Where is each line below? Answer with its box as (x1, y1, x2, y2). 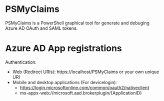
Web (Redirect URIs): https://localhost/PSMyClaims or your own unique (12, 69, 159, 75)
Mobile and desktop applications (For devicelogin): (12, 79, 117, 85)
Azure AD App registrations (5, 43, 122, 54)
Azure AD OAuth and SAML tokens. (5, 25, 78, 31)
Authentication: (5, 59, 36, 65)
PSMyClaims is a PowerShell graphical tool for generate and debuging (5, 20, 150, 26)
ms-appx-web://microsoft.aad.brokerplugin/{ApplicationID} (19, 90, 142, 96)
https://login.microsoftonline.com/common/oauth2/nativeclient (19, 85, 149, 91)
